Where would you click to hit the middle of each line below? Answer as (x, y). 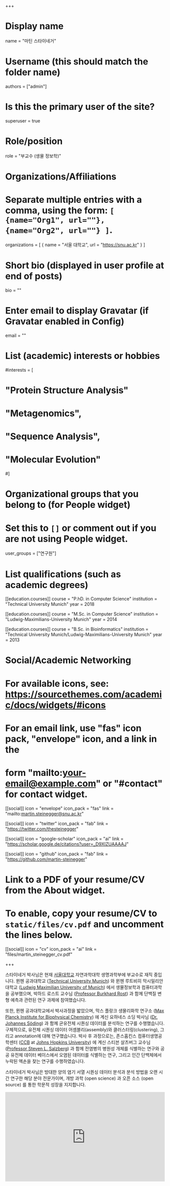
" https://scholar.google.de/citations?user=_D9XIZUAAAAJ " (67, 844)
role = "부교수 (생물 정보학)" (33, 156)
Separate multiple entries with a (74, 200)
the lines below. (39, 935)
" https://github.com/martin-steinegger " (46, 859)
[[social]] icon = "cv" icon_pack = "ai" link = (51, 949)
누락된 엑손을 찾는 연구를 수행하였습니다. (45, 1061)
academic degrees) (47, 585)
